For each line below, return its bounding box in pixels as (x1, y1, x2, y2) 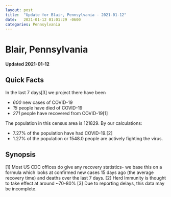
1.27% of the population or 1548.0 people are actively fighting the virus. (12, 135, 163, 141)
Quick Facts (5, 76, 44, 84)
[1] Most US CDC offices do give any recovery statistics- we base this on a (5, 164, 162, 170)
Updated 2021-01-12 (5, 61, 50, 67)
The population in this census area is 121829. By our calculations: (5, 120, 142, 126)
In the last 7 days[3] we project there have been (5, 89, 106, 95)
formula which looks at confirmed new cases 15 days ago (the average (5, 169, 154, 176)
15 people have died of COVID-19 (12, 104, 83, 111)
